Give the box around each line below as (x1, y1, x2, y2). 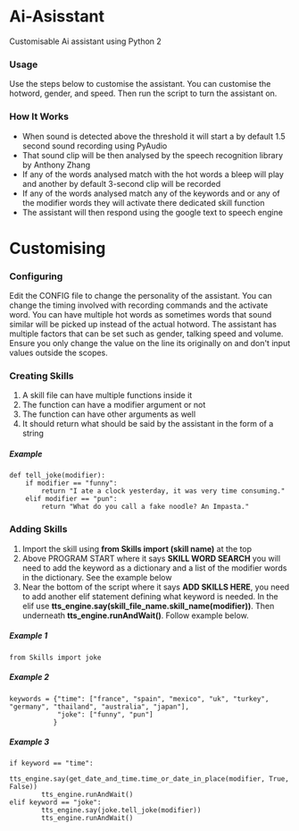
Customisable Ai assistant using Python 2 (9, 36, 162, 47)
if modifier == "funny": (25, 479, 118, 488)
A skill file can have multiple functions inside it (21, 390, 193, 401)
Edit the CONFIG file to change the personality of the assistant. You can (9, 291, 272, 301)
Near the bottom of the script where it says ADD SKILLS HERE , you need (21, 581, 290, 592)
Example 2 (9, 672, 50, 683)
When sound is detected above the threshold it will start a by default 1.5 (21, 131, 286, 141)
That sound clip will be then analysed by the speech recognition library (21, 149, 284, 160)
